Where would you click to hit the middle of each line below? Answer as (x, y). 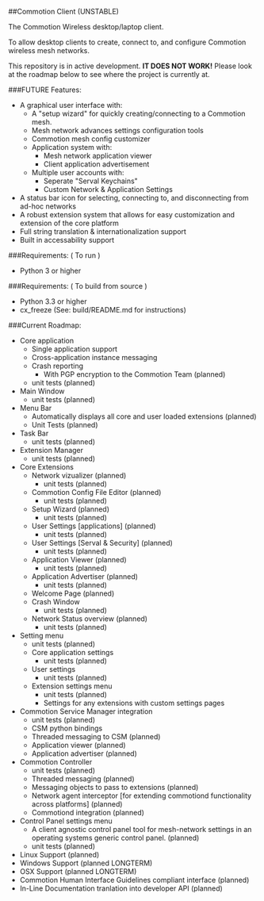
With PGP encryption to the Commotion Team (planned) (134, 374)
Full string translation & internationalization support (103, 232)
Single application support (74, 349)
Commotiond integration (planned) (88, 813)
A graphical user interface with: (71, 105)
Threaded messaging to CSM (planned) (96, 736)
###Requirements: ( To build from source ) (78, 286)
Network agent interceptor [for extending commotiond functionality (142, 796)
